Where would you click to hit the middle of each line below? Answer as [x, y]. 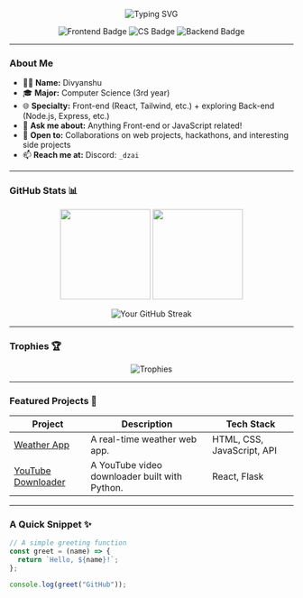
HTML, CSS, [238, 439]
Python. [107, 488]
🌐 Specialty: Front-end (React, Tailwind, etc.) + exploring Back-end [148, 106]
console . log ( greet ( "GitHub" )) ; [68, 584]
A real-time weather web [144, 439]
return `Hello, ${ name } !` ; [68, 560]
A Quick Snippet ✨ [50, 525]
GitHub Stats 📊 [44, 191]
